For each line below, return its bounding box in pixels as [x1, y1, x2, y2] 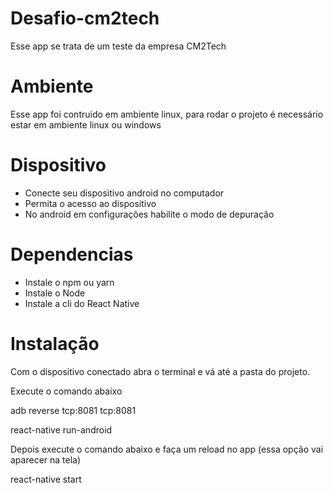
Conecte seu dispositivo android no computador [24, 187, 225, 199]
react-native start [10, 473, 82, 485]
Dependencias [10, 243, 134, 266]
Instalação [10, 332, 100, 355]
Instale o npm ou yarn [24, 276, 115, 288]
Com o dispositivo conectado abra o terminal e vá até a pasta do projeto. [10, 365, 311, 377]
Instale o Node [24, 287, 86, 299]
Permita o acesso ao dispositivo [24, 197, 157, 209]
